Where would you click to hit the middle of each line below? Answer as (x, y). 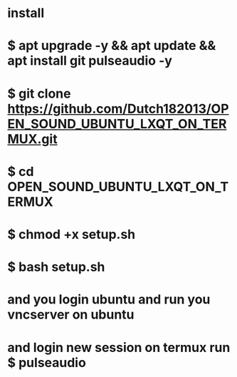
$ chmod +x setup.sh (72, 234)
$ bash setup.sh (56, 267)
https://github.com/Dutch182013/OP (118, 109)
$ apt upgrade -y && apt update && (112, 46)
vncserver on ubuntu (71, 315)
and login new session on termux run (119, 347)
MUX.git (33, 139)
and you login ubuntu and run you (109, 300)
